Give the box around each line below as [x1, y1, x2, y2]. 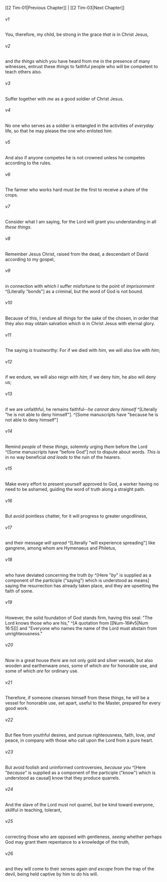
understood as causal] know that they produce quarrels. [5, 774, 120, 781]
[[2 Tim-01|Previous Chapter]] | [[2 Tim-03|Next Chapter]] [5, 5, 125, 10]
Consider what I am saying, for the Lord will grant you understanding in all [5, 219, 157, 225]
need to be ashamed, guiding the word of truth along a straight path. [5, 486, 146, 492]
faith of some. [5, 588, 34, 594]
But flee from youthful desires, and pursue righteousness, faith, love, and [5, 732, 155, 738]
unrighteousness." [5, 630, 43, 637]
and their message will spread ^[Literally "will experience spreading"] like [5, 540, 156, 546]
